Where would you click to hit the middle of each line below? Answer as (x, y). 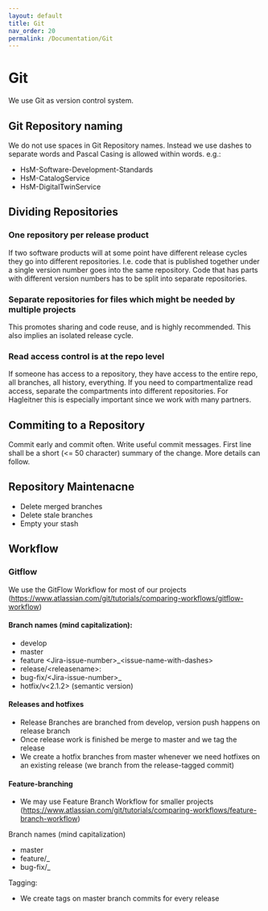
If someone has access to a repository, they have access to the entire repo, (133, 374)
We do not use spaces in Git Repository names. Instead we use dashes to (130, 145)
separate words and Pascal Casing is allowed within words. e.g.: (115, 154)
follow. (19, 462)
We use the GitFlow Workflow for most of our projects (97, 589)
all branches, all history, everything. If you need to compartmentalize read (131, 382)
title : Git (27, 23)
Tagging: (23, 883)
